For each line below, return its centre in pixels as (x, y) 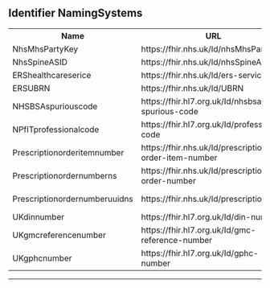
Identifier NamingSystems (76, 13)
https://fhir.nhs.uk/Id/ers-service (204, 75)
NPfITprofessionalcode (56, 130)
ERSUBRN (31, 88)
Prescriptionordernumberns (65, 175)
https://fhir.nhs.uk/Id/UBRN (192, 88)
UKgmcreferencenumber (59, 235)
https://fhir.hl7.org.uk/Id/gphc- (200, 253)
